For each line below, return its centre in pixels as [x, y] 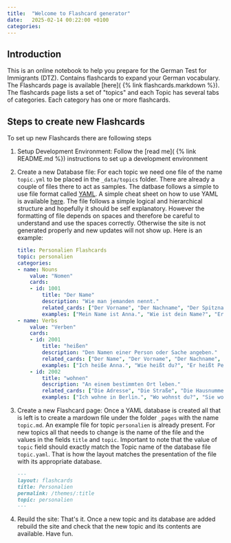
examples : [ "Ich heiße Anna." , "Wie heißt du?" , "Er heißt [129, 365]
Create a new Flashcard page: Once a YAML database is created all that [119, 410]
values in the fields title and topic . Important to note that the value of [117, 440]
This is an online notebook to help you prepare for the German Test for [107, 71]
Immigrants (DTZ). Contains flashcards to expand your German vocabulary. [113, 78]
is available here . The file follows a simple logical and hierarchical [110, 201]
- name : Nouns [37, 269]
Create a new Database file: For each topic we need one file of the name [120, 172]
